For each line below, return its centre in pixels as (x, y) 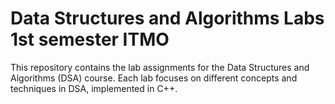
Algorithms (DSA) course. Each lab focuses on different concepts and (154, 78)
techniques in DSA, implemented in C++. (94, 88)
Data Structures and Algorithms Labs (167, 18)
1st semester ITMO (90, 39)
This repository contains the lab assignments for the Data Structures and (160, 67)
